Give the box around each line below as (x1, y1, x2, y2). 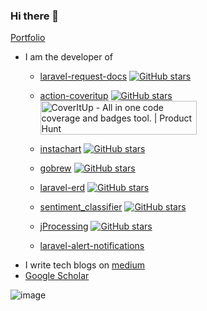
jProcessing (39, 220, 89, 233)
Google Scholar (24, 270, 90, 282)
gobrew (39, 162, 72, 174)
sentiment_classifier (39, 201, 123, 213)
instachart (39, 143, 82, 155)
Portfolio (10, 32, 46, 44)
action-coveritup (39, 90, 109, 102)
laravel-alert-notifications (39, 240, 145, 252)
